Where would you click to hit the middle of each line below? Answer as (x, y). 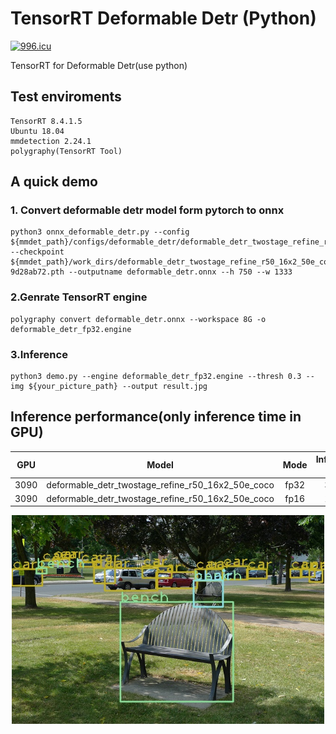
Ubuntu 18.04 (37, 131)
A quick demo (54, 182)
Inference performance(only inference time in (156, 417)
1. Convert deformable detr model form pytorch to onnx (147, 210)
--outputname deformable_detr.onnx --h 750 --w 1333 (180, 272)
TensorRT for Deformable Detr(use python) (99, 65)
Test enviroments (66, 97)
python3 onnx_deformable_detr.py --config (100, 232)
